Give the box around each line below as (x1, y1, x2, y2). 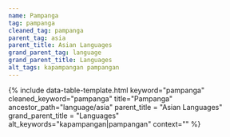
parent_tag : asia (8, 33, 66, 42)
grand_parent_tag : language (8, 49, 102, 57)
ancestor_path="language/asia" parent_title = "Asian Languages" (8, 102, 223, 112)
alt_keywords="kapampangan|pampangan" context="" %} (8, 119, 201, 128)
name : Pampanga (8, 11, 59, 20)
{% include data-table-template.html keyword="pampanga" (8, 85, 205, 95)
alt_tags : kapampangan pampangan (8, 64, 120, 72)
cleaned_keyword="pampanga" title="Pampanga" (8, 93, 173, 104)
